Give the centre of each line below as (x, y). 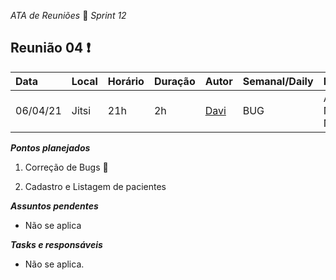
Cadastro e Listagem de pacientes (95, 186)
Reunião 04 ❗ (51, 48)
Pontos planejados (50, 147)
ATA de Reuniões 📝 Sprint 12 (68, 15)
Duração (174, 81)
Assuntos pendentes (54, 206)
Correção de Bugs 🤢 (66, 167)
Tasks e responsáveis (56, 244)
